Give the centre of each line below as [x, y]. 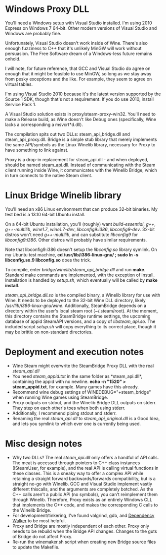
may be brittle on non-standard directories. [49, 332]
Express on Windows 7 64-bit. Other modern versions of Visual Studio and [81, 28]
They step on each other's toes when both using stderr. [69, 408]
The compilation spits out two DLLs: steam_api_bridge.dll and [67, 134]
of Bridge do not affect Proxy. [42, 536]
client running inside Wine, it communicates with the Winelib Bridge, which [81, 170]
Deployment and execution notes [75, 352]
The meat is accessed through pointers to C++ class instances [76, 463]
